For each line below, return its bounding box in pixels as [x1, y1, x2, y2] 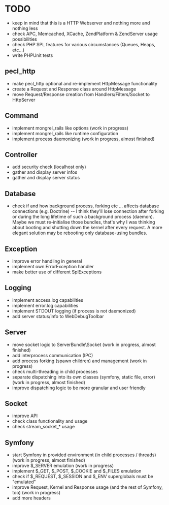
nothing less [12, 25, 38, 31]
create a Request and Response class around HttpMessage [12, 86, 137, 92]
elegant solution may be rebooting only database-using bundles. [12, 230, 148, 236]
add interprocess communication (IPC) [12, 352, 93, 358]
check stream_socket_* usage [12, 424, 75, 430]
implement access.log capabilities [12, 297, 83, 303]
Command [5, 111, 39, 120]
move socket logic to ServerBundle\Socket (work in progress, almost [12, 341, 156, 348]
